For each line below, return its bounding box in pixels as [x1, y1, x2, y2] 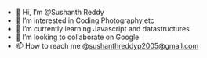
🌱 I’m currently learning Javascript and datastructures [15, 24, 190, 33]
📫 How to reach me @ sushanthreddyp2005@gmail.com [15, 42, 199, 50]
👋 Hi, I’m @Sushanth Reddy [15, 8, 104, 16]
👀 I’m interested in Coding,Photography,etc [15, 16, 154, 25]
